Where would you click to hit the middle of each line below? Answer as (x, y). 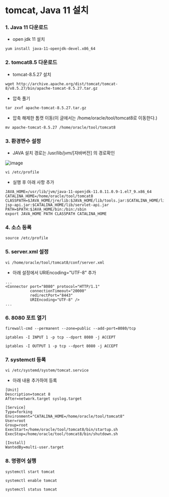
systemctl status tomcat (31, 489)
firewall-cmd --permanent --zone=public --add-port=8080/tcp (71, 328)
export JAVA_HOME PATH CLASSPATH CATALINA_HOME (56, 214)
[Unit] (12, 390)
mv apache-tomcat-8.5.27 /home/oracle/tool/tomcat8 (60, 127)
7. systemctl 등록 (26, 359)
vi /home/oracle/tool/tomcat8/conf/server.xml (55, 263)
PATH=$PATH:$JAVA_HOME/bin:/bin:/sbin (46, 210)
